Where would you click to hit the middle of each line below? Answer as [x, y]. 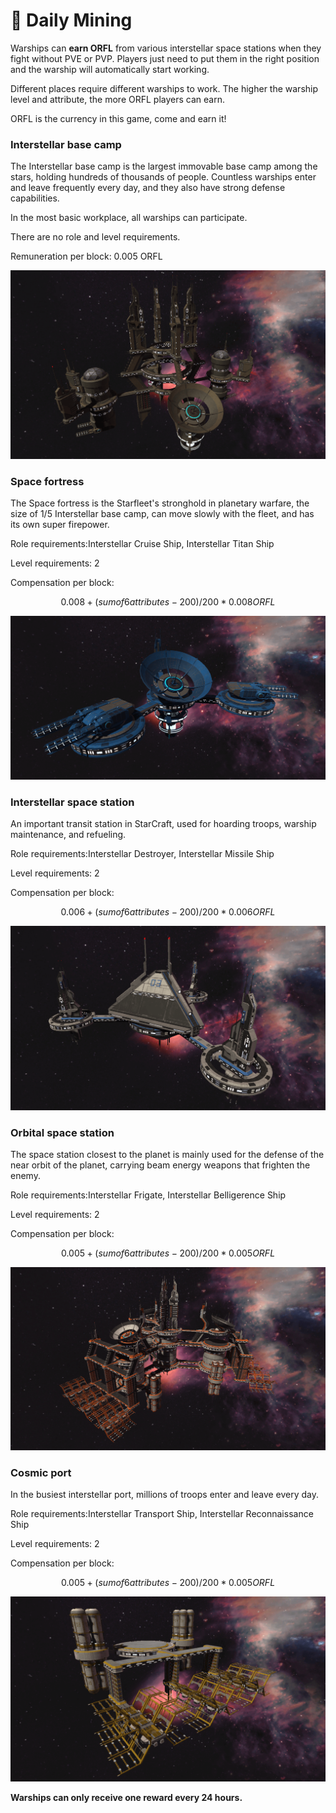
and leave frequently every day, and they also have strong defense [148, 188]
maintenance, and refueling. [68, 834]
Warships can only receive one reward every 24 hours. [126, 1798]
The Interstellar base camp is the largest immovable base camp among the [164, 166]
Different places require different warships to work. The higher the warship [164, 88]
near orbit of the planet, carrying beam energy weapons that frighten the [160, 1165]
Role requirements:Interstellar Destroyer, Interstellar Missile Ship [142, 853]
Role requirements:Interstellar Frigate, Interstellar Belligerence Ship [148, 1195]
